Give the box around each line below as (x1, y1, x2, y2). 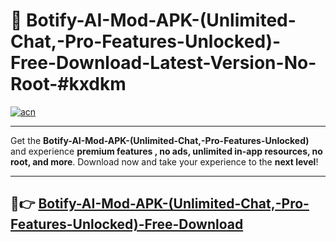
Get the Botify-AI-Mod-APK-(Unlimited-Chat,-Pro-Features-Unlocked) (10, 134, 310, 146)
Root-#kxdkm (10, 73, 127, 96)
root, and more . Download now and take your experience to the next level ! (10, 155, 319, 168)
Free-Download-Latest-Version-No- (10, 52, 317, 74)
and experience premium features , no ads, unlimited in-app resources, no (10, 145, 323, 157)
